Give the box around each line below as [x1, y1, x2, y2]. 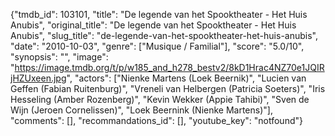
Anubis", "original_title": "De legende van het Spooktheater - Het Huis [10, 19, 297, 31]
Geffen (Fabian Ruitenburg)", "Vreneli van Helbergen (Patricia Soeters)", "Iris [10, 83, 326, 94]
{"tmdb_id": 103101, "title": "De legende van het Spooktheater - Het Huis [10, 9, 308, 20]
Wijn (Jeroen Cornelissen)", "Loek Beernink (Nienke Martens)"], [10, 104, 273, 116]
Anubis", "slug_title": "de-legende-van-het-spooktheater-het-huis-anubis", [10, 30, 318, 41]
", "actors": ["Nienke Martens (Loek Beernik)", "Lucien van [66, 72, 307, 84]
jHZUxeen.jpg [10, 72, 67, 84]
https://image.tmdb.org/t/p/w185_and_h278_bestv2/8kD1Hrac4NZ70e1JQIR [14, 62, 325, 73]
